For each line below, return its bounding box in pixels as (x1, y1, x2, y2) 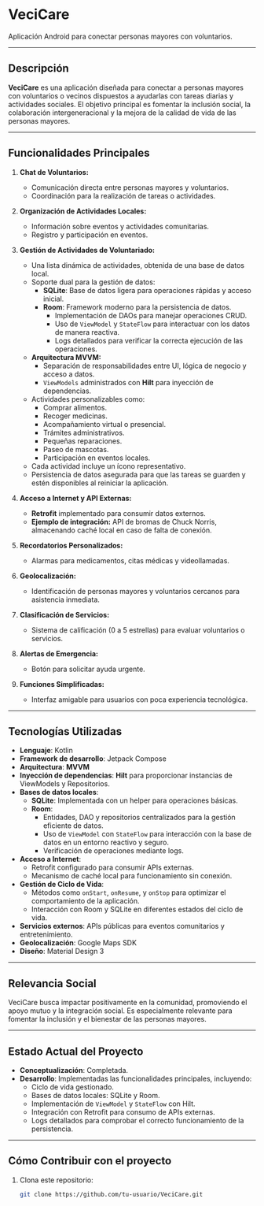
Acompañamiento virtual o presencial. (42, 419, 167, 429)
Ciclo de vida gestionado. (31, 1082, 114, 1092)
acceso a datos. (42, 369, 95, 379)
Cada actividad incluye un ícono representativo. (31, 461, 186, 470)
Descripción (8, 61, 69, 76)
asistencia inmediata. (31, 595, 101, 604)
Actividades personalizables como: (31, 394, 145, 403)
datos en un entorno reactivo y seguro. (42, 837, 169, 848)
